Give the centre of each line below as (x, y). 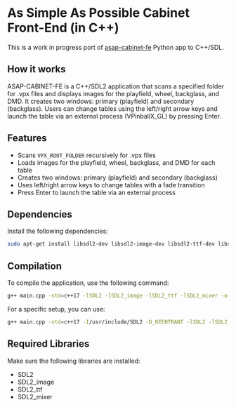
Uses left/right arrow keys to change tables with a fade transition (111, 185)
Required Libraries (48, 344)
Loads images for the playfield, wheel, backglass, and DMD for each (116, 162)
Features (27, 138)
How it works (37, 69)
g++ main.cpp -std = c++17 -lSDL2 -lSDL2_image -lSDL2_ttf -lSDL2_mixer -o (118, 296)
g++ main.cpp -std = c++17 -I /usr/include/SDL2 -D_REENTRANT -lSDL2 (106, 322)
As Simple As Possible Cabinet (98, 13)
